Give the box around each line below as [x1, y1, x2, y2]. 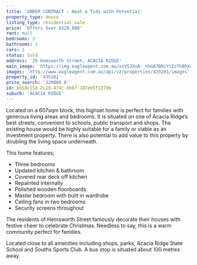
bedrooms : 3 [6, 36, 35, 42]
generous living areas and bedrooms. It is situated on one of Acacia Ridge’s [6, 113, 188, 120]
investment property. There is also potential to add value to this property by [6, 132, 189, 139]
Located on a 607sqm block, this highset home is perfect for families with [6, 106, 184, 113]
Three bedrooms [14, 160, 56, 167]
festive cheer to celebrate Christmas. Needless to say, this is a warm [6, 222, 172, 229]
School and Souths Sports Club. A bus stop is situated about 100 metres [6, 246, 180, 253]
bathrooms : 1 [6, 42, 38, 48]
